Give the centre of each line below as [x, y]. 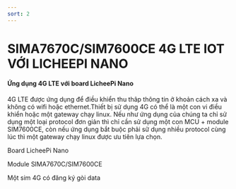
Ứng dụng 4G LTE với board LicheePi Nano [71, 84]
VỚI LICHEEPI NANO [68, 63]
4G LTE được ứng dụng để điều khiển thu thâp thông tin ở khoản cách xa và [117, 99]
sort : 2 [19, 14]
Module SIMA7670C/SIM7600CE [55, 164]
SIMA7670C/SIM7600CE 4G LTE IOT [116, 48]
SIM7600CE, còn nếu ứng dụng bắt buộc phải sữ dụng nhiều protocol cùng [117, 129]
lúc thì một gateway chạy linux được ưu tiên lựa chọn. [85, 137]
